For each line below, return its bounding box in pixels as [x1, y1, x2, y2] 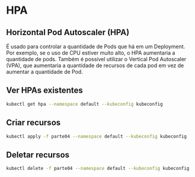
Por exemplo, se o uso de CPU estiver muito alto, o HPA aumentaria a [6, 49, 175, 56]
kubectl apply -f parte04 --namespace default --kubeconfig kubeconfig [6, 133, 187, 140]
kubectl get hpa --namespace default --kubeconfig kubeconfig [6, 101, 163, 107]
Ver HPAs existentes [6, 86, 83, 96]
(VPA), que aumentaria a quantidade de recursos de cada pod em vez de [6, 62, 184, 69]
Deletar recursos [6, 150, 70, 160]
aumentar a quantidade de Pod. [6, 68, 83, 75]
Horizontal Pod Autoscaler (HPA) [6, 27, 130, 37]
